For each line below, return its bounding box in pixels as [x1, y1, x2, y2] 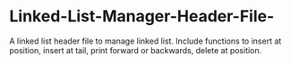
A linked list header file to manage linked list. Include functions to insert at [9, 36, 282, 46]
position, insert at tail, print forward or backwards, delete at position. [9, 44, 262, 55]
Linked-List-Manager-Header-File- [9, 6, 275, 27]
